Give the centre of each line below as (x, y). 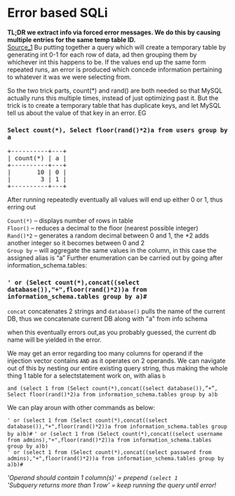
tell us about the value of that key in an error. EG (77, 113)
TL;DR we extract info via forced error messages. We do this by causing (114, 32)
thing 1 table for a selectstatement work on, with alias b (87, 376)
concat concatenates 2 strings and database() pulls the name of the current (116, 311)
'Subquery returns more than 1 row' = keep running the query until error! (112, 485)
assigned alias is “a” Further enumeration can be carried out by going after (115, 258)
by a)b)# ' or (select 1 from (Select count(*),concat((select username (115, 434)
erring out (22, 207)
